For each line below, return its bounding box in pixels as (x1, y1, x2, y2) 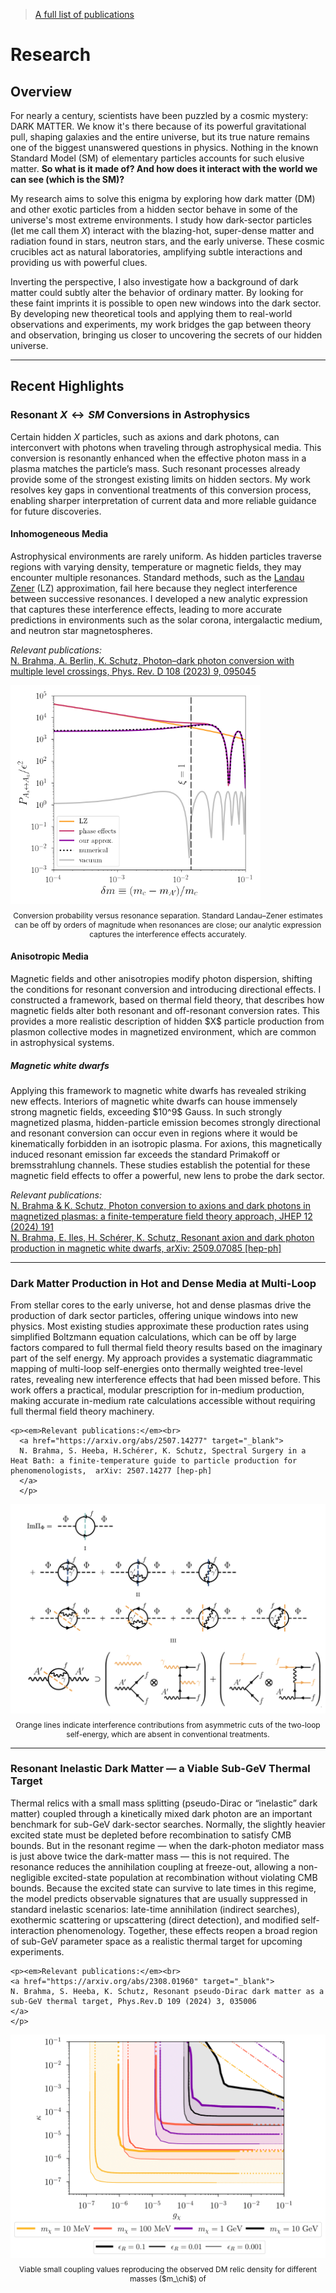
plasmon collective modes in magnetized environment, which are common (10, 1026, 317, 1038)
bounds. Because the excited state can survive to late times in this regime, (10, 1882, 317, 1894)
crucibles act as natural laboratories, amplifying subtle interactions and (10, 246, 303, 258)
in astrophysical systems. (10, 1037, 115, 1049)
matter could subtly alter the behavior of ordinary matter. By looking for (10, 287, 304, 298)
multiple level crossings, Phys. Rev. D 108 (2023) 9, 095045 (10, 665, 257, 677)
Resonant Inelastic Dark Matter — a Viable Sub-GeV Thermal (10, 1762, 311, 1776)
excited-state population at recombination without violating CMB (52, 1871, 318, 1883)
